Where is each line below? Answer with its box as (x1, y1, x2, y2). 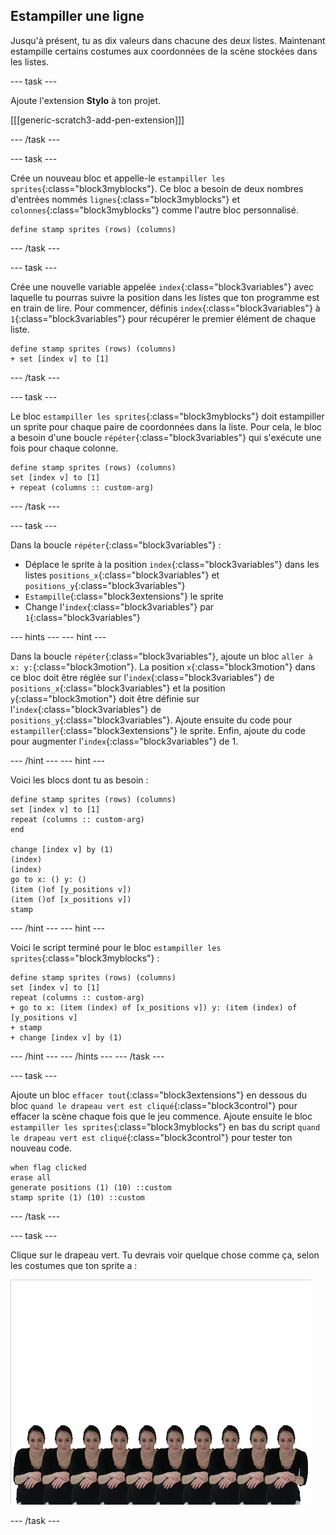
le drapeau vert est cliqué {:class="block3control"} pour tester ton (10, 1131, 293, 1143)
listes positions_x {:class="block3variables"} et (24, 569, 220, 581)
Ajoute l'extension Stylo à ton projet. (10, 94, 162, 106)
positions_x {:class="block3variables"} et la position (10, 682, 226, 694)
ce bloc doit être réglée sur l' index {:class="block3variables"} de (10, 671, 275, 683)
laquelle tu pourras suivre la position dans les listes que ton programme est (10, 291, 320, 303)
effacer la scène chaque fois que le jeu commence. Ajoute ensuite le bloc (10, 1110, 313, 1122)
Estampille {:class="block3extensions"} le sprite (24, 590, 224, 602)
